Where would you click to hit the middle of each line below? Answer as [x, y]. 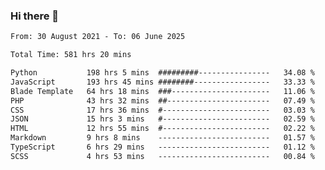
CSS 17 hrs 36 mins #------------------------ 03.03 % [162, 110]
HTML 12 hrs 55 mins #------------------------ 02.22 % [162, 129]
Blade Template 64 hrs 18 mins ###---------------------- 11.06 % [162, 91]
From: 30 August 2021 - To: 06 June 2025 [98, 37]
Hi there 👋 [35, 16]
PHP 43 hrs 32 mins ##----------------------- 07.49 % [162, 100]
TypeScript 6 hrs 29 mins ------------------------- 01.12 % [162, 147]
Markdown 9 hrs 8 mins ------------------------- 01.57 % [162, 138]
